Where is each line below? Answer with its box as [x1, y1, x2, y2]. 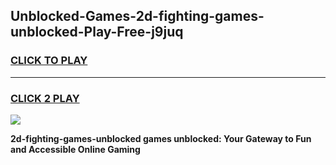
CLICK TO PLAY [10, 54, 88, 68]
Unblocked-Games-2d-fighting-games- [10, 8, 265, 25]
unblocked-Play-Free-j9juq [10, 24, 184, 41]
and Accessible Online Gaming [10, 143, 141, 155]
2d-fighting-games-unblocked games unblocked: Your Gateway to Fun [10, 132, 312, 144]
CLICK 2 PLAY [10, 91, 80, 105]
